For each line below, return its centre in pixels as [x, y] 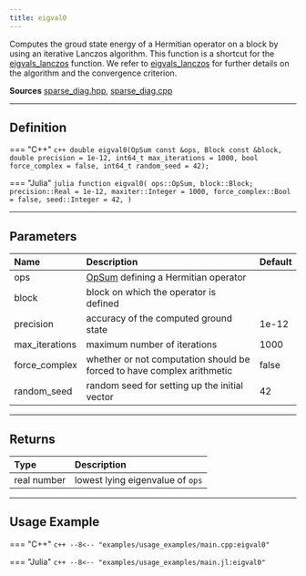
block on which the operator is [151, 293]
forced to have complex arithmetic [159, 371]
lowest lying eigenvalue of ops [138, 480]
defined [103, 303]
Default [275, 262]
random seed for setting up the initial [165, 386]
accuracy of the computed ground [159, 318]
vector [100, 397]
